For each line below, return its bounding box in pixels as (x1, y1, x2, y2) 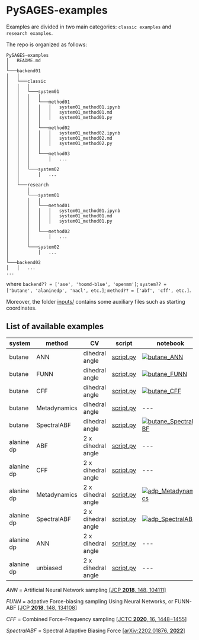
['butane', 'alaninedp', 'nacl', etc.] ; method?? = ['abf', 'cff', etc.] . (6, 287, 191, 294)
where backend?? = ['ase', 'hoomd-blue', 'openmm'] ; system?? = (6, 280, 167, 287)
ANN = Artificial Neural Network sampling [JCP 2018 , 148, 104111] (6, 586, 166, 593)
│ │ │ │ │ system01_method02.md (6, 135, 113, 141)
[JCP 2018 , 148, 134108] (17, 604, 78, 611)
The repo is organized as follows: (6, 41, 88, 48)
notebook (156, 339, 185, 347)
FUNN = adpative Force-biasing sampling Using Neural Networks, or (6, 597, 174, 604)
